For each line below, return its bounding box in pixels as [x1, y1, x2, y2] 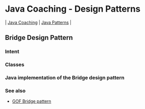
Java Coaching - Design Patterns [5, 3, 141, 15]
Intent [5, 48, 19, 55]
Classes [5, 61, 25, 68]
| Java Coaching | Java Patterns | [5, 19, 72, 25]
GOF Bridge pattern [12, 98, 51, 104]
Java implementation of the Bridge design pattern [5, 74, 125, 81]
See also [5, 88, 26, 94]
